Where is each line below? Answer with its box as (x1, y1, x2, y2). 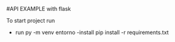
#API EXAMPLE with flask (6, 5, 71, 12)
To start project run (6, 17, 55, 24)
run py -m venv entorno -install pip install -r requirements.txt (15, 29, 169, 36)
